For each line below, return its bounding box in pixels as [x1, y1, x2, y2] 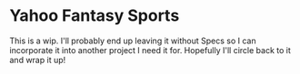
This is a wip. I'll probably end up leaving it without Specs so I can [9, 35, 256, 46]
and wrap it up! [9, 54, 66, 65]
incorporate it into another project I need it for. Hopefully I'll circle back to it [9, 44, 291, 55]
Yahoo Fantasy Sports [9, 5, 180, 26]
